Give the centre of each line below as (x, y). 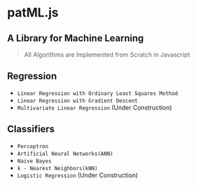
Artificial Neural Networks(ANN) (65, 154)
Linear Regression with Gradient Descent (77, 101)
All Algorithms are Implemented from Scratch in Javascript (107, 54)
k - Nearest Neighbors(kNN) (57, 168)
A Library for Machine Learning (75, 38)
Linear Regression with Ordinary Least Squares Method (97, 93)
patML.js (33, 13)
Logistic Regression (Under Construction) (77, 175)
